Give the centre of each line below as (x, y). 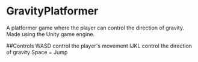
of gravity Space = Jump (37, 52)
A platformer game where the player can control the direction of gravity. (95, 28)
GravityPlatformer (52, 11)
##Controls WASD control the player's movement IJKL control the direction (99, 46)
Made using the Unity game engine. (51, 34)
